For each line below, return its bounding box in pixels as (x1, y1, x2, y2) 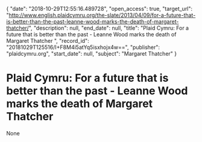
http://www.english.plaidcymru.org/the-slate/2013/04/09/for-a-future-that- (8, 11, 196, 19)
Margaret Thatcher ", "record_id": (6, 37, 89, 44)
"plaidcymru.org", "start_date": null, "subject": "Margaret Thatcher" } (6, 50, 177, 57)
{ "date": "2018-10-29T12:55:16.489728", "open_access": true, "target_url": (6, 5, 193, 12)
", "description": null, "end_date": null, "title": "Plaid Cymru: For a (28, 24, 189, 31)
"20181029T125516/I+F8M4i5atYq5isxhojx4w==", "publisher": (6, 44, 160, 51)
